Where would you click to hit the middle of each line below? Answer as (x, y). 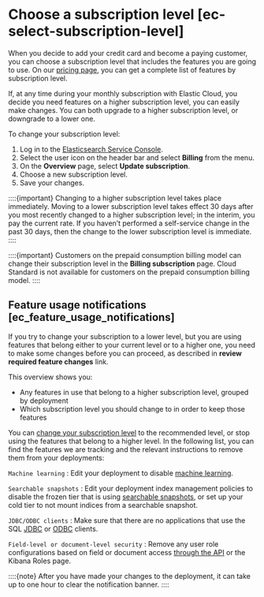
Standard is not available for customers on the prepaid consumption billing (129, 272)
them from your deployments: (56, 457)
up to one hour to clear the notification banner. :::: (89, 584)
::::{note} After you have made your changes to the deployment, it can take (129, 576)
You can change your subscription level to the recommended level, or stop (129, 432)
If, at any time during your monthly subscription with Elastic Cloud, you (123, 93)
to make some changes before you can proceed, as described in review (125, 353)
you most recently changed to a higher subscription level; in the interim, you (132, 215)
